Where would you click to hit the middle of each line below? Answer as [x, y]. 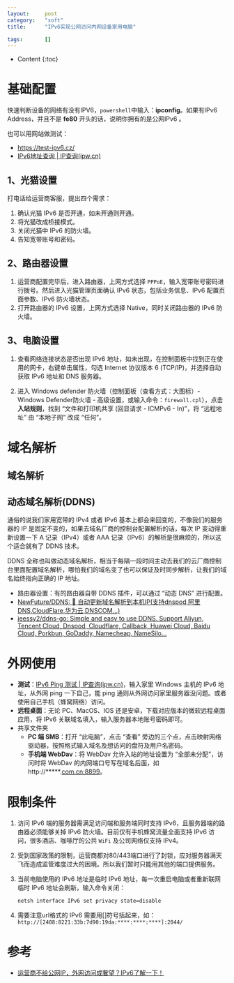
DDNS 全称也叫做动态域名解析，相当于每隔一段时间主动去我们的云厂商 [108, 561]
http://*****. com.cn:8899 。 [67, 771]
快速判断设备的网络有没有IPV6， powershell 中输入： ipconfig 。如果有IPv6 [112, 110]
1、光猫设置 [32, 180]
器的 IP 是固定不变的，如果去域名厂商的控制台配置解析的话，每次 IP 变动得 [114, 529]
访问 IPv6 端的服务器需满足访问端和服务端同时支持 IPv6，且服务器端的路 [121, 823]
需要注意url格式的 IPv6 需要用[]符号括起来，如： [86, 915]
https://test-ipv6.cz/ [46, 148]
